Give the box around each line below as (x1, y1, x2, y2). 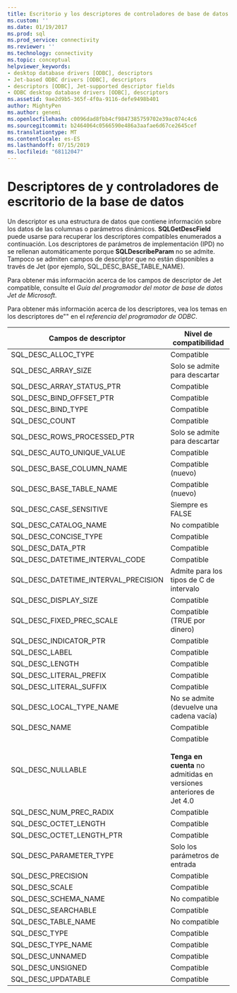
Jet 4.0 (170, 796, 195, 806)
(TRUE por (170, 616, 206, 625)
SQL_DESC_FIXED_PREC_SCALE (11, 616, 119, 625)
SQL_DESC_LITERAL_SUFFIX (11, 681, 107, 691)
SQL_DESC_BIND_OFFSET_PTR (11, 393, 114, 403)
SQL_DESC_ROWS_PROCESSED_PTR (11, 432, 135, 442)
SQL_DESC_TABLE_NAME (11, 917, 97, 927)
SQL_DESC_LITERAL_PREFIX (11, 670, 107, 680)
